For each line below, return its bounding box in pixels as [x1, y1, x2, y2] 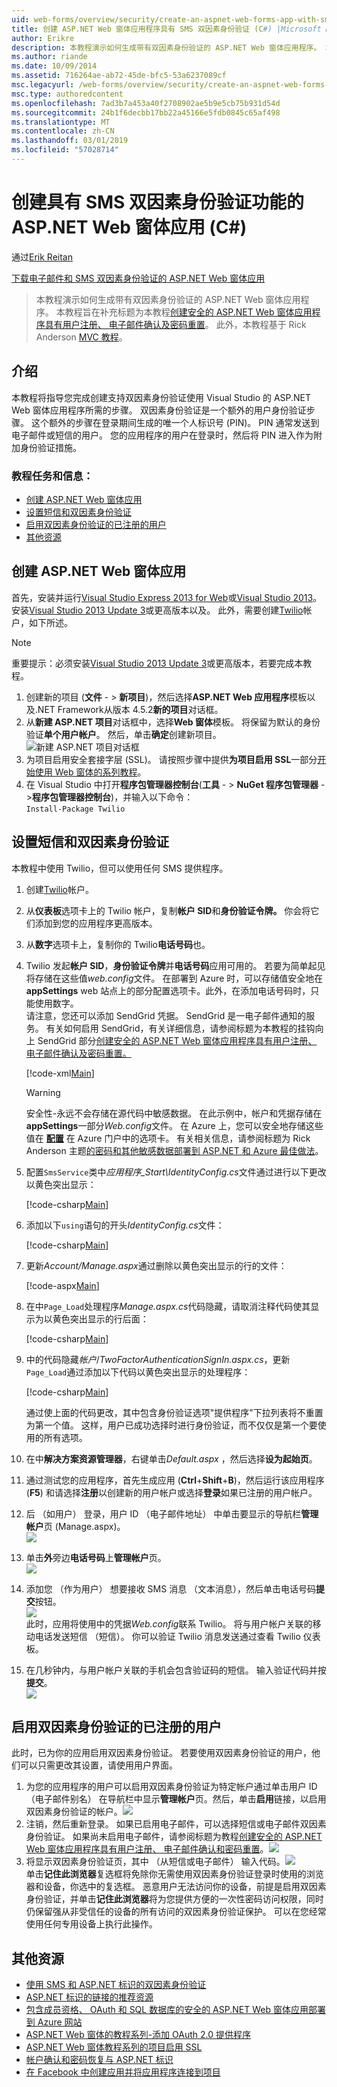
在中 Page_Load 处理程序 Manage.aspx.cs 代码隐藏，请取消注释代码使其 [25, 1300, 311, 1312]
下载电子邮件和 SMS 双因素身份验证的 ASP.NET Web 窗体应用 [11, 272, 266, 284]
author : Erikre [11, 33, 75, 43]
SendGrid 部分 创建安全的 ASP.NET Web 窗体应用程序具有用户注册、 [37, 1034, 318, 1046]
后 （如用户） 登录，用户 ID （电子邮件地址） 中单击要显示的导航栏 [25, 1507, 302, 1520]
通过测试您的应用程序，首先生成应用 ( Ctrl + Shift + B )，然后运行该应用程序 [25, 1474, 325, 1486]
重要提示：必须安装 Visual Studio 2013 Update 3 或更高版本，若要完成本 [11, 657, 304, 669]
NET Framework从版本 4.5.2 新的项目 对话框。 [37, 703, 224, 715]
